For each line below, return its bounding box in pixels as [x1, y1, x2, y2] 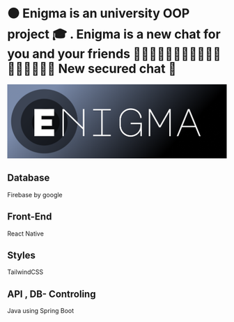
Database [7, 172, 50, 184]
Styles [7, 249, 36, 261]
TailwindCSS [7, 268, 44, 276]
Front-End [7, 210, 52, 223]
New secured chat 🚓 [58, 61, 177, 77]
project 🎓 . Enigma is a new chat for [7, 26, 221, 43]
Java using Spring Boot [7, 307, 75, 315]
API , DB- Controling [7, 288, 96, 300]
